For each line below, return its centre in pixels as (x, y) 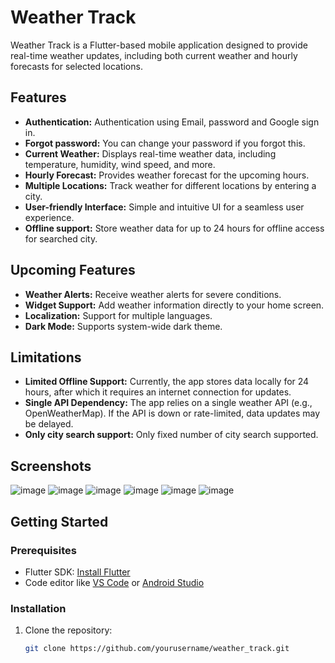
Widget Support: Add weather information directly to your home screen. (174, 305)
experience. (49, 217)
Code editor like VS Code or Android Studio (114, 582)
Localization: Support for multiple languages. (118, 315)
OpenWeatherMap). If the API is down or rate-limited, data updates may (172, 413)
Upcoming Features (73, 270)
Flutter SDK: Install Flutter (77, 572)
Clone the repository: (68, 630)
